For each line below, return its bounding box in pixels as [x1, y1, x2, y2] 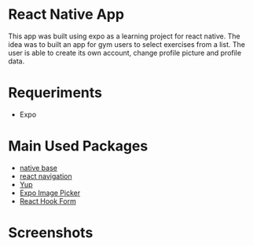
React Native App [8, 5, 124, 24]
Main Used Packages [8, 137, 148, 155]
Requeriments [8, 84, 102, 102]
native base [19, 163, 57, 172]
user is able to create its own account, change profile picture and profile [8, 48, 242, 57]
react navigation [19, 171, 72, 181]
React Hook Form [19, 196, 76, 205]
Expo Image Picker [19, 188, 81, 197]
